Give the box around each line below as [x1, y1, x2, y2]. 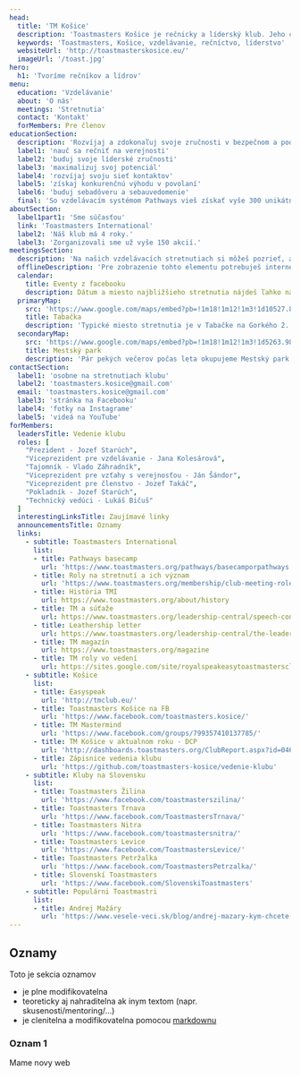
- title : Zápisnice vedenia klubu [32, 754, 162, 763]
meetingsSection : [9, 246, 74, 255]
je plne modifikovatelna [21, 986, 109, 996]
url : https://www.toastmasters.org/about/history [41, 596, 229, 605]
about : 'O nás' [17, 96, 74, 106]
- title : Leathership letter [32, 620, 142, 629]
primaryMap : [17, 296, 62, 305]
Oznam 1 [9, 1037, 47, 1049]
